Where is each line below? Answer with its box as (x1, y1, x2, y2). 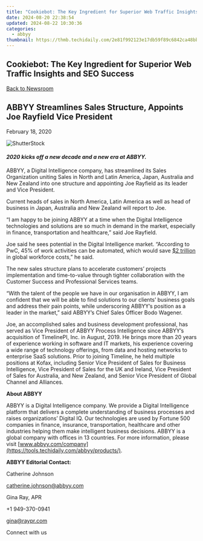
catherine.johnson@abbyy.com (6, 482, 84, 489)
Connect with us (6, 528, 47, 536)
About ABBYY (6, 390, 42, 397)
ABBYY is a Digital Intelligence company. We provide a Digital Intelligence (6, 401, 189, 409)
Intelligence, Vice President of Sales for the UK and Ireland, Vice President (6, 365, 192, 372)
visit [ (6, 440, 20, 447)
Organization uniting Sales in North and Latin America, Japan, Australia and (6, 173, 194, 180)
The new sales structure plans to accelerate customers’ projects (6, 265, 166, 272)
